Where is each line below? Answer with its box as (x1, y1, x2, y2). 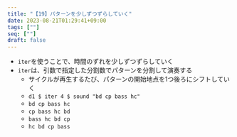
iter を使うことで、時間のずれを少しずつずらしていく (17, 57, 174, 66)
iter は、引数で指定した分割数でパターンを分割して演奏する (17, 66, 193, 75)
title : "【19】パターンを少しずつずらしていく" (7, 10, 132, 18)
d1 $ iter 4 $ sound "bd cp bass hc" (28, 93, 141, 100)
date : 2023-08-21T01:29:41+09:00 (7, 17, 107, 24)
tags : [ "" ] (7, 23, 40, 31)
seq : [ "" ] (7, 30, 37, 38)
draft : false (7, 37, 46, 44)
